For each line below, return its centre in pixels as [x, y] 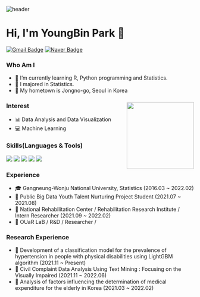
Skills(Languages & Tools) [45, 146]
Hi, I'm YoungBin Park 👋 [65, 33]
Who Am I [21, 65]
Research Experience [38, 238]
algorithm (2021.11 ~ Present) [50, 263]
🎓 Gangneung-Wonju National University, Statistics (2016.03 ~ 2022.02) [104, 188]
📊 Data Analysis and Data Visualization [63, 119]
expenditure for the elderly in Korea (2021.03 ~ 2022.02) [84, 288]
